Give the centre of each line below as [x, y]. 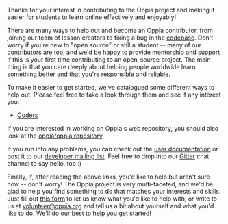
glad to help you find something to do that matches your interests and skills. [114, 191]
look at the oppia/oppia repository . [56, 136]
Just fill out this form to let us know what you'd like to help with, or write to [112, 199]
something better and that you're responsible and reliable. [89, 74]
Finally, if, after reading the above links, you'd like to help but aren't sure [109, 177]
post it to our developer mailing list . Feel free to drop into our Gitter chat [108, 156]
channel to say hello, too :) [45, 163]
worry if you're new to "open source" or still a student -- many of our [104, 45]
